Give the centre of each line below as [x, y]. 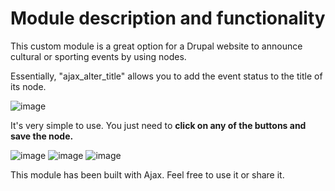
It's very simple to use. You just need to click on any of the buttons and [158, 125]
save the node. [42, 136]
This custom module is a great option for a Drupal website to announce [156, 46]
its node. [28, 86]
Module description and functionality [168, 18]
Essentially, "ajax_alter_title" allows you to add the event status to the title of [166, 76]
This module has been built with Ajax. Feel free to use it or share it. [147, 174]
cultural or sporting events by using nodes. [98, 56]
